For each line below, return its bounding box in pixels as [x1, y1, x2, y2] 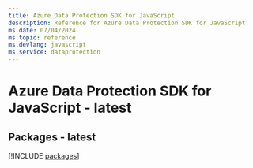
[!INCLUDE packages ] [8, 151, 80, 160]
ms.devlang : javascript [8, 41, 87, 49]
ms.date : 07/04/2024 [8, 26, 77, 34]
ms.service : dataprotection [8, 48, 101, 56]
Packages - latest [8, 130, 96, 144]
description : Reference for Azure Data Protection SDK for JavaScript [8, 19, 246, 27]
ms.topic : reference [8, 33, 77, 42]
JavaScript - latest [8, 99, 132, 117]
